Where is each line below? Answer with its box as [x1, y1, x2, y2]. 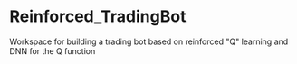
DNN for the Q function [9, 45, 96, 56]
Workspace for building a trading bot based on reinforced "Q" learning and [9, 36, 289, 47]
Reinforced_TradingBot [9, 6, 187, 27]
